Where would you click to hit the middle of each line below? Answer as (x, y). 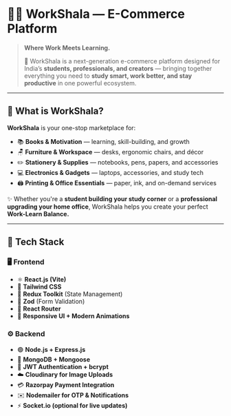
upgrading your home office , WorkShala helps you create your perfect (108, 207)
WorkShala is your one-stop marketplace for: (71, 127)
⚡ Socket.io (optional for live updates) (72, 405)
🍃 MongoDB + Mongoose (54, 359)
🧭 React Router (39, 309)
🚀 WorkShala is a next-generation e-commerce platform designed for (122, 61)
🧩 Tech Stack (36, 242)
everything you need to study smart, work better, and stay (108, 76)
